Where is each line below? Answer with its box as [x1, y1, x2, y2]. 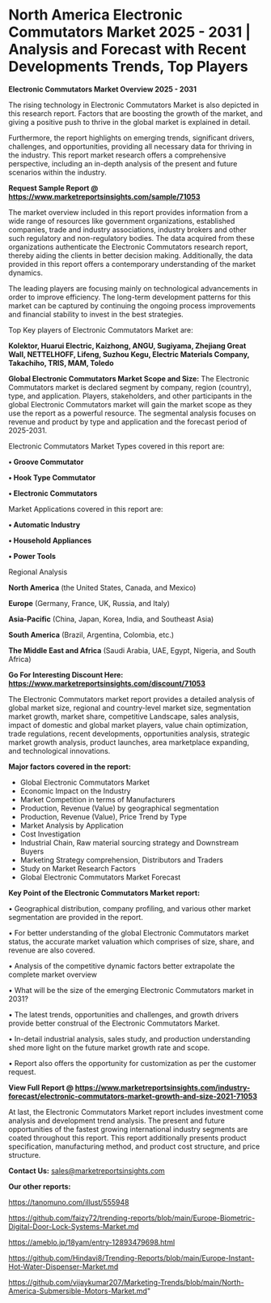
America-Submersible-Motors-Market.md [8, 1286, 148, 1296]
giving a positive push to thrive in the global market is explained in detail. [8, 117, 251, 127]
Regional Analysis [8, 566, 68, 577]
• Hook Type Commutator [8, 472, 96, 482]
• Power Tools [8, 551, 57, 561]
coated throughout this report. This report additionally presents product [8, 1133, 247, 1142]
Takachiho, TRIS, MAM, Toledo [8, 358, 114, 368]
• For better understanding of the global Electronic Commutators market [8, 927, 249, 938]
